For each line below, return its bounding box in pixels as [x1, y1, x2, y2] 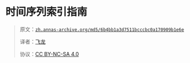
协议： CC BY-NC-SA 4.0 [19, 50, 79, 57]
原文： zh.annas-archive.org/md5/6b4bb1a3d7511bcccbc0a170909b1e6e [19, 26, 184, 33]
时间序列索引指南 [5, 5, 88, 19]
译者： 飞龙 [19, 38, 46, 45]
